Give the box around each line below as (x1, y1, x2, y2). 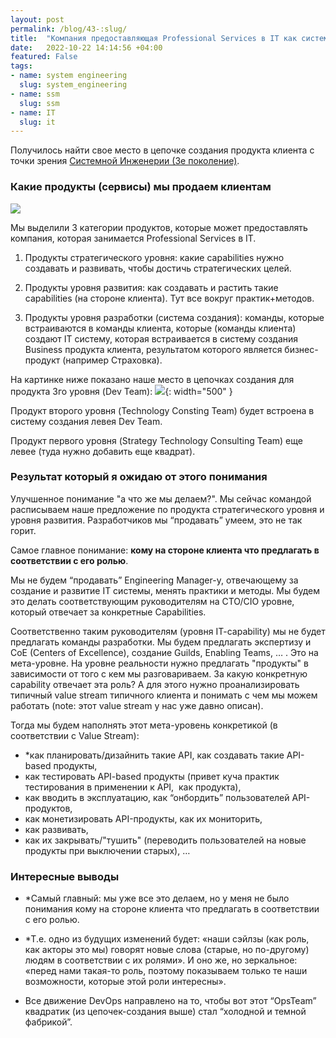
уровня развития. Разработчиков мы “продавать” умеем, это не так (10, 514, 303, 526)
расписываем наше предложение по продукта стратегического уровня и (10, 503, 325, 515)
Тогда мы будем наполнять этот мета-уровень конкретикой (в (10, 719, 278, 731)
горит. (10, 524, 37, 536)
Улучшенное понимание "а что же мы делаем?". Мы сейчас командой (10, 492, 312, 505)
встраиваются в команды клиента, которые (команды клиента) (24, 322, 297, 334)
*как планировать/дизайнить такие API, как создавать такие (24, 749, 285, 761)
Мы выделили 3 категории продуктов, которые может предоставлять (10, 221, 308, 233)
